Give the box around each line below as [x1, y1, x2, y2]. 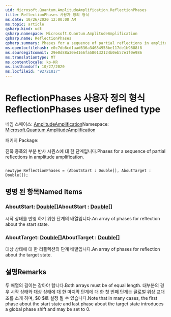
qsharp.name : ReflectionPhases [5, 36, 72, 41]
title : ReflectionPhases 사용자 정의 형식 [5, 12, 89, 17]
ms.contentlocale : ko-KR [5, 60, 58, 65]
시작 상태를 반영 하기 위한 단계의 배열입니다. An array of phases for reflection [5, 215, 160, 221]
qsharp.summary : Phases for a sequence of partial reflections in [5, 41, 149, 46]
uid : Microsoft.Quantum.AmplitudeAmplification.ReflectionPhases [5, 7, 147, 13]
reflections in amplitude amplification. [5, 154, 84, 160]
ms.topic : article [5, 21, 44, 27]
